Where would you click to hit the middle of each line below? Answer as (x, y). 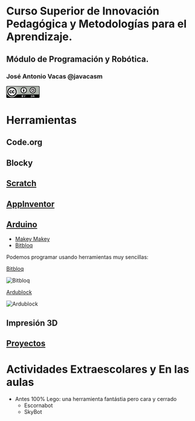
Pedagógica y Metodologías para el (97, 24)
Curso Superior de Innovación (83, 11)
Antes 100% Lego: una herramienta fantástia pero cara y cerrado (96, 399)
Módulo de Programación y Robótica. (78, 59)
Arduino (22, 225)
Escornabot (38, 405)
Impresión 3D (32, 323)
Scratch (21, 183)
